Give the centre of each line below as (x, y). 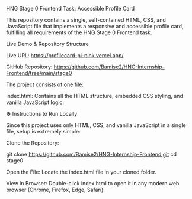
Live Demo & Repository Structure (47, 44)
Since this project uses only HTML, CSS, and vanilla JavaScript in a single (96, 125)
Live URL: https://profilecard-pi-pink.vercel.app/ (65, 55)
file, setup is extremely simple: (44, 131)
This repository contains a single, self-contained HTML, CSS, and (86, 20)
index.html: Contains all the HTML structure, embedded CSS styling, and (95, 96)
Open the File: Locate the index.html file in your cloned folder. (81, 172)
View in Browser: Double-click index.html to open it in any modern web (93, 183)
